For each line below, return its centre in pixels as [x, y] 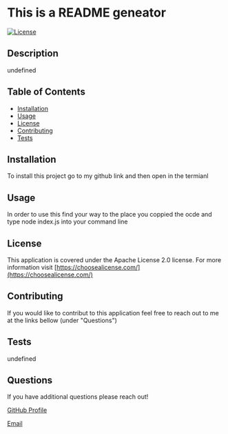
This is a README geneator [87, 13]
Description [33, 53]
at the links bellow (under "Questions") [62, 320]
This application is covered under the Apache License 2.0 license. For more [114, 260]
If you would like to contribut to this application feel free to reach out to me [113, 313]
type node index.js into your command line [68, 221]
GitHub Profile [27, 410]
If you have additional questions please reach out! [78, 397]
